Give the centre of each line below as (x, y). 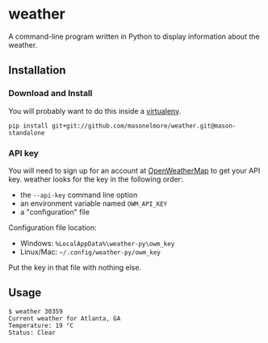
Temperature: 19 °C (41, 325)
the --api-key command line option (79, 195)
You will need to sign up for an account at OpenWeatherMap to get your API (134, 170)
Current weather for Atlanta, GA (65, 318)
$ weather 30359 (36, 312)
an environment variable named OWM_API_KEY (94, 203)
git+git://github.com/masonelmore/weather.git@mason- (144, 126)
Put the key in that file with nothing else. (75, 267)
